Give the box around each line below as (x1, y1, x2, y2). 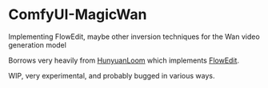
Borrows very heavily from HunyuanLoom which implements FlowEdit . (8, 55, 240, 65)
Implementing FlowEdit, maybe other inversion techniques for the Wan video (8, 32, 260, 41)
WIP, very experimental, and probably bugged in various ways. (8, 71, 215, 80)
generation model (8, 40, 66, 49)
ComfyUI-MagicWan (8, 6, 147, 24)
